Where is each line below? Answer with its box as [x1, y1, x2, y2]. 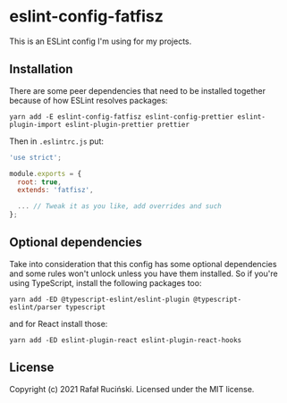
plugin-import [9, 120, 63, 129]
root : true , [17, 177, 63, 187]
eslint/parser [9, 302, 63, 312]
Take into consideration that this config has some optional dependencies [9, 258, 277, 269]
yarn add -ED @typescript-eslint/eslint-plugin [9, 295, 190, 304]
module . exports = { [9, 169, 82, 178]
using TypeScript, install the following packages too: [9, 277, 202, 288]
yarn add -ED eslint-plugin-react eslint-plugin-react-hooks [9, 335, 242, 345]
